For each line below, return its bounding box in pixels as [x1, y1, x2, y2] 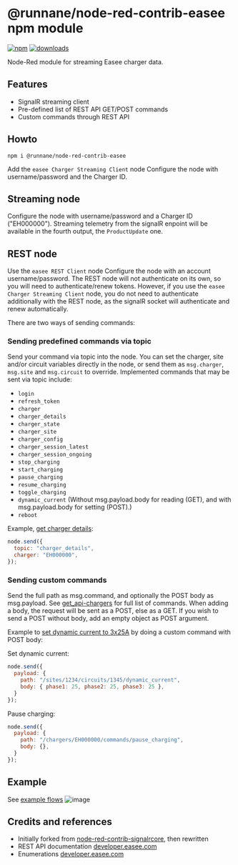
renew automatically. [7, 305, 69, 314]
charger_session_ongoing [17, 451, 92, 459]
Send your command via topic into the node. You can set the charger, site [7, 352, 224, 361]
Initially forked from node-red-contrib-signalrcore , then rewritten [17, 834, 209, 844]
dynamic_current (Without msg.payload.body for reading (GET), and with [17, 495, 232, 504]
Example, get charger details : [7, 524, 94, 533]
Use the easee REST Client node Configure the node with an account [7, 266, 211, 276]
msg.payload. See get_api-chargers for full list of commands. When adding [7, 599, 229, 608]
